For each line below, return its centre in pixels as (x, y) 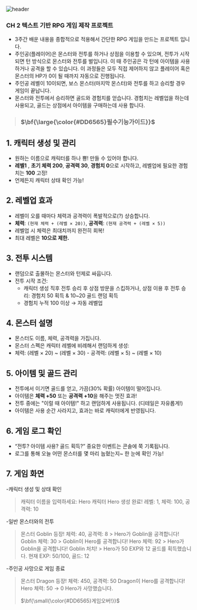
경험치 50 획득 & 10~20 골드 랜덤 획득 (75, 295)
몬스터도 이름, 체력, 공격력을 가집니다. (58, 338)
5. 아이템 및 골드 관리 (42, 373)
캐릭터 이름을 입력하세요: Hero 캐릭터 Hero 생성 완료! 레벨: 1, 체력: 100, (102, 501)
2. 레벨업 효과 (29, 201)
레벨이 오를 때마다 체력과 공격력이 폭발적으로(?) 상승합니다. (82, 216)
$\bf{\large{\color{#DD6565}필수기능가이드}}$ (88, 122)
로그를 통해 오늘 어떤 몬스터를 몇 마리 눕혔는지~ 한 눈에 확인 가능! (89, 454)
